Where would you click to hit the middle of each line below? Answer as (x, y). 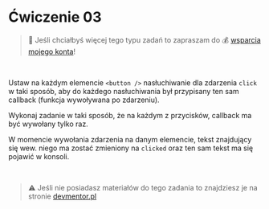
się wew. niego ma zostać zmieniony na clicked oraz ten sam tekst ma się (131, 148)
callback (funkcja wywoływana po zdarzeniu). (84, 100)
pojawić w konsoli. (39, 156)
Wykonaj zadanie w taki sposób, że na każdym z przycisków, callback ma (130, 115)
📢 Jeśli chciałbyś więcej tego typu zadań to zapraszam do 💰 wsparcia (144, 39)
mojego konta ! (52, 51)
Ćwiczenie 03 (55, 17)
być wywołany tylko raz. (48, 124)
